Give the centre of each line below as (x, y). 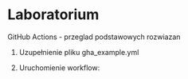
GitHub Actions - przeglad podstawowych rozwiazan (94, 37)
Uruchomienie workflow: (59, 67)
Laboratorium (53, 15)
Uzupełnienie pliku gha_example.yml (79, 52)
